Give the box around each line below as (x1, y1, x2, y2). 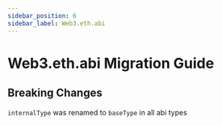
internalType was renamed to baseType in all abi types (7, 107, 187, 117)
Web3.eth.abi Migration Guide (7, 54, 215, 73)
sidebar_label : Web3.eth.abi (7, 19, 106, 27)
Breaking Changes (7, 86, 103, 100)
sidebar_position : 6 (7, 11, 77, 20)
